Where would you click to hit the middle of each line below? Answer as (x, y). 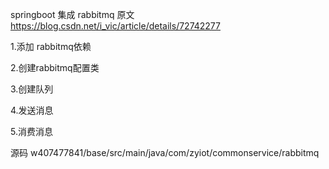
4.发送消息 (32, 110)
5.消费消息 (31, 131)
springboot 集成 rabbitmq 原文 (72, 14)
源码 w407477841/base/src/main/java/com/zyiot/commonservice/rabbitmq (165, 152)
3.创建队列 (32, 89)
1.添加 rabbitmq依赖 (51, 46)
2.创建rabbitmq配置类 (55, 67)
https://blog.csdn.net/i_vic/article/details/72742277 (115, 26)
